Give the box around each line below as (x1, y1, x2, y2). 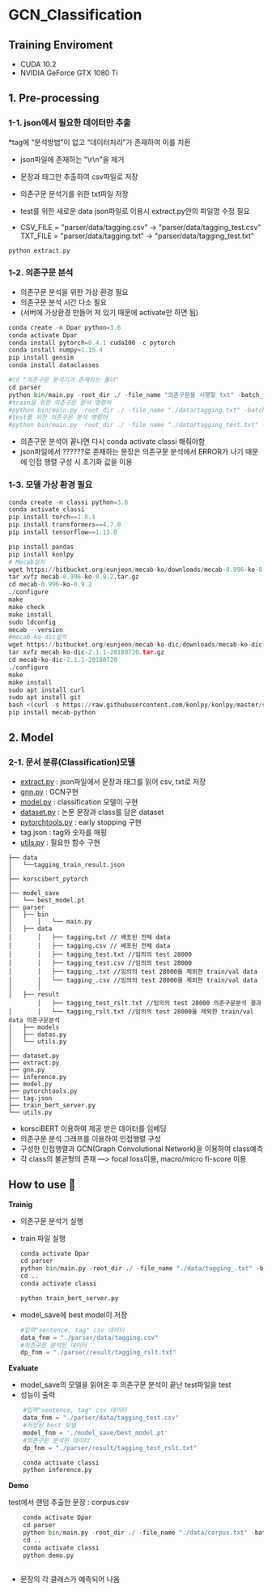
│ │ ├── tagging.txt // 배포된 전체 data (8, 933, 171, 941)
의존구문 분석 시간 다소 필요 (19, 297, 108, 307)
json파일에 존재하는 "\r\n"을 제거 (19, 154, 125, 164)
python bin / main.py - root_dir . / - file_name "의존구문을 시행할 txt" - (8, 390, 241, 399)
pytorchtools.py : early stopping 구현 (19, 817, 142, 827)
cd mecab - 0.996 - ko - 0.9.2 (8, 581, 92, 589)
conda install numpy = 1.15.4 (8, 346, 104, 354)
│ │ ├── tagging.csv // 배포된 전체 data (8, 941, 171, 949)
